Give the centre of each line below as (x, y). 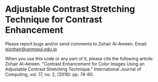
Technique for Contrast (54, 20)
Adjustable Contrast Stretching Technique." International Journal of (73, 69)
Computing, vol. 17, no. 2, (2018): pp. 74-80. (49, 74)
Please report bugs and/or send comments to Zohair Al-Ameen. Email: (76, 43)
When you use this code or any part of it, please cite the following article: (79, 58)
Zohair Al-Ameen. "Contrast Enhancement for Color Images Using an (75, 64)
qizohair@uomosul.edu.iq (31, 49)
